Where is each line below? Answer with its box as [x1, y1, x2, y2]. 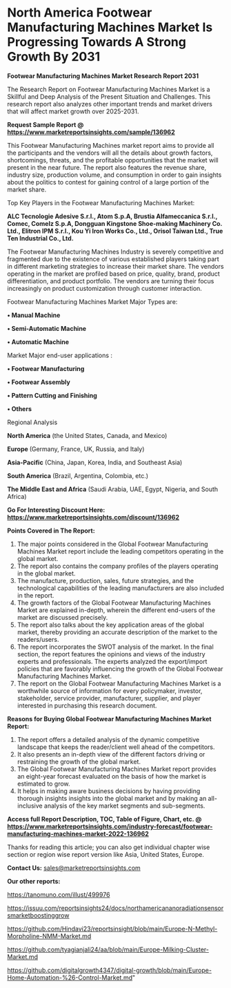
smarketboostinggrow [7, 911, 70, 920]
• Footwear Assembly [7, 378, 70, 386]
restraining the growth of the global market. [17, 757, 141, 766]
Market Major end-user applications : [7, 351, 112, 359]
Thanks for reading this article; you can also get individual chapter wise [7, 843, 210, 851]
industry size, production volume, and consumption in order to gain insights [7, 171, 222, 179]
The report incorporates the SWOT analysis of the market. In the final [17, 643, 214, 651]
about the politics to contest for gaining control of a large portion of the [7, 178, 210, 186]
